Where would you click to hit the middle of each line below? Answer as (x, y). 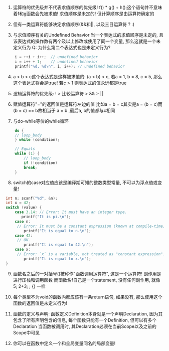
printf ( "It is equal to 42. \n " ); (59, 245)
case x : (23, 250)
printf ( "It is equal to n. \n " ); (58, 231)
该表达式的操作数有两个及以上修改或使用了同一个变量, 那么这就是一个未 (87, 41)
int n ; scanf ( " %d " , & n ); (32, 198)
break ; (31, 167)
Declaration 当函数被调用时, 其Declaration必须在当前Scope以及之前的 (85, 326)
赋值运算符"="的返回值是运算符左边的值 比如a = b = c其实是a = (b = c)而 (88, 104)
